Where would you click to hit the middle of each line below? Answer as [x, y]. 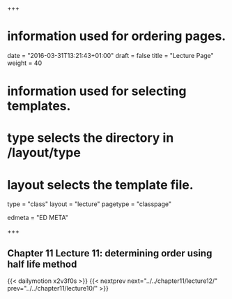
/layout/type [44, 153]
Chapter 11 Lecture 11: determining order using [110, 253]
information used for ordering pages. [117, 36]
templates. [39, 106]
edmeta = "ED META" [38, 218]
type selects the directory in [91, 138]
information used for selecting [97, 91]
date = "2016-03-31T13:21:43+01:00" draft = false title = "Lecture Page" [110, 55]
